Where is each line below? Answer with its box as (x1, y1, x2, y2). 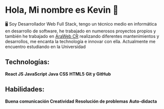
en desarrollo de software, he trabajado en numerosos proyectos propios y (5, 28, 156, 34)
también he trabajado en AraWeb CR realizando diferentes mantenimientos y (5, 33, 160, 39)
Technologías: (5, 58, 50, 66)
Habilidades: (5, 85, 45, 94)
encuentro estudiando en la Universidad (5, 44, 86, 50)
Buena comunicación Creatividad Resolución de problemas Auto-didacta (5, 98, 157, 104)
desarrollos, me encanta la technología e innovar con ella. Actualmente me (5, 38, 156, 44)
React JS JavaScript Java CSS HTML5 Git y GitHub (5, 71, 111, 77)
